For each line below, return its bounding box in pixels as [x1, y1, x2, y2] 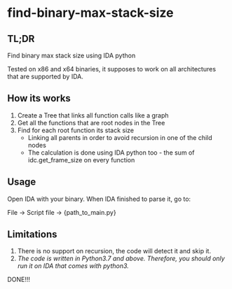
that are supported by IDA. [7, 72, 84, 80]
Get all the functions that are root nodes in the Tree [17, 118, 165, 127]
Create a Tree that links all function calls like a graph [17, 111, 170, 120]
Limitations [7, 229, 57, 241]
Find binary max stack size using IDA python [7, 51, 136, 59]
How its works [7, 92, 71, 104]
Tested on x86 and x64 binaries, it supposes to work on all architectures [7, 65, 216, 73]
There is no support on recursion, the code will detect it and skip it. [17, 247, 212, 255]
